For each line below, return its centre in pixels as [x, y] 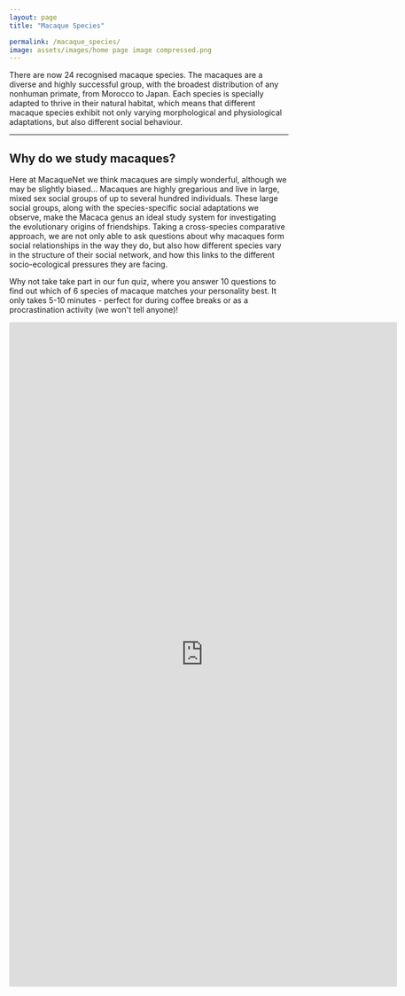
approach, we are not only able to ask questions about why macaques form [147, 237]
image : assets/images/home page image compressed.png [111, 50]
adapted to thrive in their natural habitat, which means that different [132, 104]
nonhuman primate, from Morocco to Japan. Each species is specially [136, 94]
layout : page [33, 17]
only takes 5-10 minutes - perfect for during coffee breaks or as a [129, 300]
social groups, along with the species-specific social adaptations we [134, 208]
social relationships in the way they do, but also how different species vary [145, 245]
